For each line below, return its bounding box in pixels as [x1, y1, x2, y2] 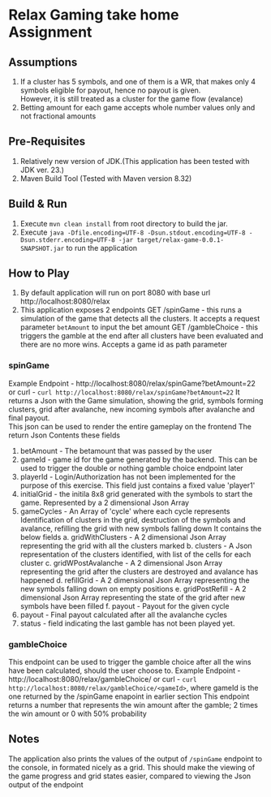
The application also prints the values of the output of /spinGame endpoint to [8, 753, 262, 764]
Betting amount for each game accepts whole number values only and [19, 103, 256, 112]
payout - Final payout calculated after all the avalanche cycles [19, 610, 228, 619]
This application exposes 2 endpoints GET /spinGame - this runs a [19, 305, 242, 315]
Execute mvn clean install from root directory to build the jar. [19, 218, 229, 228]
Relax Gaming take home [8, 6, 180, 24]
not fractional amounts [19, 111, 97, 121]
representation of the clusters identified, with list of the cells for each [19, 549, 252, 559]
